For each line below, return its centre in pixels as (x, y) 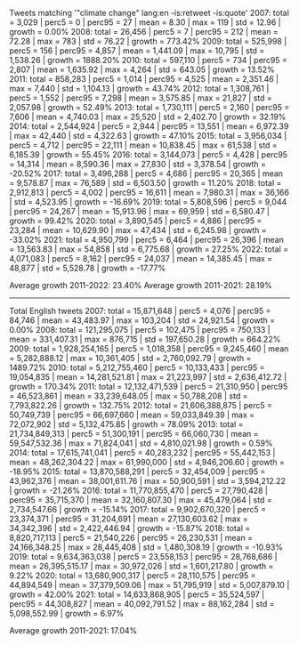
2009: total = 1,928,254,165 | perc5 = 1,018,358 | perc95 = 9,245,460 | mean (149, 349)
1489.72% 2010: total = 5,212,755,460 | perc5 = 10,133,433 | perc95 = (137, 367)
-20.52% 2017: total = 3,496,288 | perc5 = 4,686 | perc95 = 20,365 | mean (146, 173)
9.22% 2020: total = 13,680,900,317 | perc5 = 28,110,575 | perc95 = (133, 576)
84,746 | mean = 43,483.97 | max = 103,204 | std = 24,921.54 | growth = (142, 320)
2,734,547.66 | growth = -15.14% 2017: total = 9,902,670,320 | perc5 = (138, 509)
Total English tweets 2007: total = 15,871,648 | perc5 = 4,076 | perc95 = (140, 311)
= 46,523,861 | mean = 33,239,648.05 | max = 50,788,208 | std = (129, 396)
